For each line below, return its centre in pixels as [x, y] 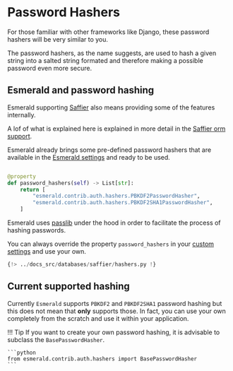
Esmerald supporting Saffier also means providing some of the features [111, 107]
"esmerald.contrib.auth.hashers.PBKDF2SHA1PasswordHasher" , [123, 203]
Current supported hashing [69, 287]
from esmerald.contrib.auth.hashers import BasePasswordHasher [102, 359]
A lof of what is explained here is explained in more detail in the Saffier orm [116, 129]
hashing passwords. [36, 230]
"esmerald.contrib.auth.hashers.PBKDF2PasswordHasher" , [116, 196]
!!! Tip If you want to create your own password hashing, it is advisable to [114, 332]
